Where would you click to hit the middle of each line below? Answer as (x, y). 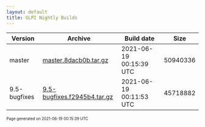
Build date (140, 38)
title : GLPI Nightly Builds (42, 18)
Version (23, 38)
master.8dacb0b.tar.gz (75, 60)
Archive (79, 38)
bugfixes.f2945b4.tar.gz (78, 96)
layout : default (27, 12)
